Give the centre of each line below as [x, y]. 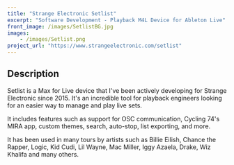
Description [33, 74]
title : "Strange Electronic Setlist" [62, 14]
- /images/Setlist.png [53, 40]
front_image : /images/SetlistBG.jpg [60, 26]
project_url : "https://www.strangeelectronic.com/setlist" [95, 46]
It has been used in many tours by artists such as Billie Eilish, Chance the [112, 139]
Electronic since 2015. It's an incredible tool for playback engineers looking [115, 98]
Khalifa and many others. [43, 154]
